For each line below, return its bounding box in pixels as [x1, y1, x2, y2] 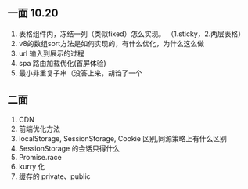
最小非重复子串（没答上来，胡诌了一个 [18, 68, 142, 78]
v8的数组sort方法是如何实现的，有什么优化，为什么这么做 [18, 38, 205, 48]
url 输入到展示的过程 [18, 49, 84, 58]
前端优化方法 [18, 124, 60, 133]
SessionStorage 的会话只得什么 [18, 144, 120, 153]
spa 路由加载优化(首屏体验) [18, 58, 106, 67]
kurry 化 [18, 162, 45, 171]
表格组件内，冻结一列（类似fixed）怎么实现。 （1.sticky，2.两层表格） [18, 29, 246, 38]
